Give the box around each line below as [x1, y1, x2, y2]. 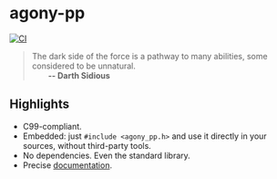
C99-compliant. [22, 121, 82, 132]
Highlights [9, 97, 70, 112]
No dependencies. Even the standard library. [22, 150, 191, 161]
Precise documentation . [22, 159, 112, 171]
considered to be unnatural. [31, 60, 137, 71]
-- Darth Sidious [47, 69, 111, 80]
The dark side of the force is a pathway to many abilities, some [31, 50, 268, 61]
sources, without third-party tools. [22, 140, 152, 151]
